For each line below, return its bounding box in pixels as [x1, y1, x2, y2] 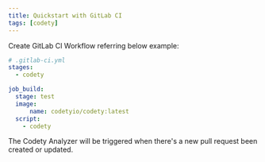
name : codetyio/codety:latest [29, 107, 129, 115]
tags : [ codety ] [8, 19, 59, 27]
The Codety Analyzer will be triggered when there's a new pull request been [8, 137, 258, 146]
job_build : [8, 85, 44, 94]
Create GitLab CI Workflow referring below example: [8, 40, 180, 50]
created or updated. [8, 145, 74, 155]
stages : [8, 64, 34, 71]
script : [15, 114, 41, 123]
